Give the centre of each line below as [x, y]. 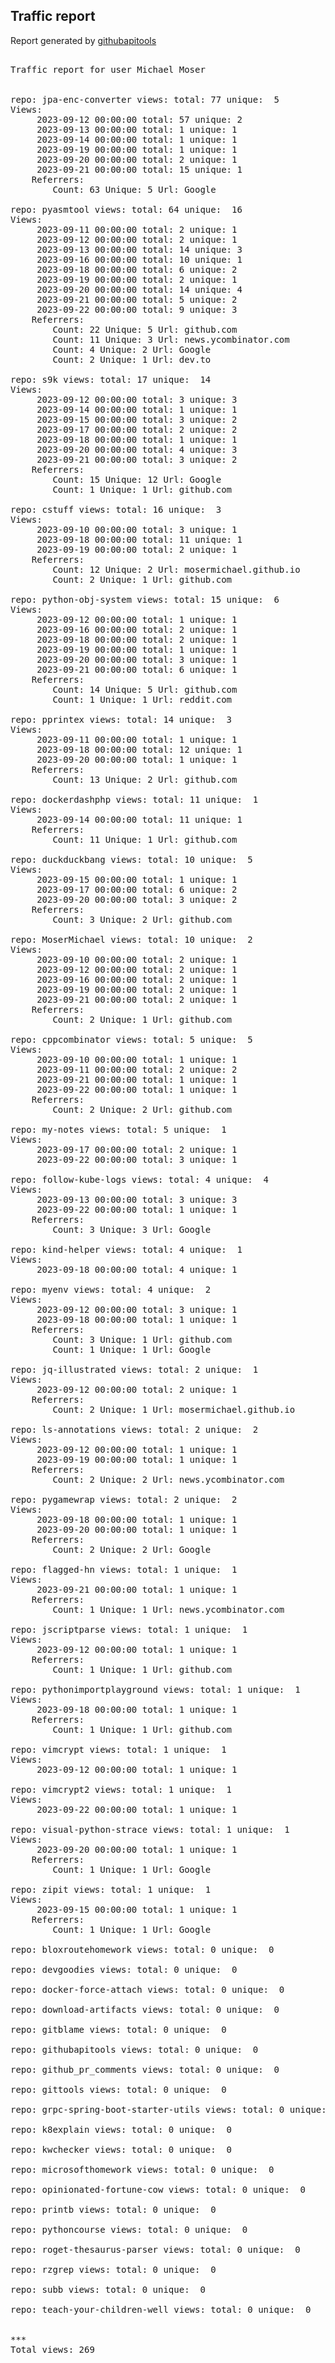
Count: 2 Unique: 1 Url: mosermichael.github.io [174, 1409]
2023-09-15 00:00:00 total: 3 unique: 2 [137, 419]
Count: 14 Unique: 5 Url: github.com [145, 689]
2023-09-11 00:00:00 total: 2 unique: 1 [137, 229]
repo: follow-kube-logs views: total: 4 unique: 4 [140, 1179]
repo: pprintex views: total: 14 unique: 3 [121, 719]
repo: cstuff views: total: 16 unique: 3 [116, 509]
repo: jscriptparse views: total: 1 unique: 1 [129, 1629]
